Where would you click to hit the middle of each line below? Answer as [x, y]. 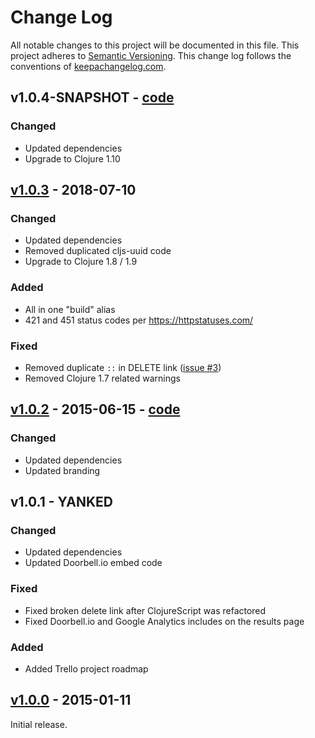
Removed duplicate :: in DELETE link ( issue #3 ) [123, 367]
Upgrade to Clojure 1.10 [72, 158]
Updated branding [62, 470]
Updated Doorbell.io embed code [93, 563]
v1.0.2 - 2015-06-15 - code [95, 409]
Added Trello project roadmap [86, 668]
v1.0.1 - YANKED [61, 501]
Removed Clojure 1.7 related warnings [102, 378]
